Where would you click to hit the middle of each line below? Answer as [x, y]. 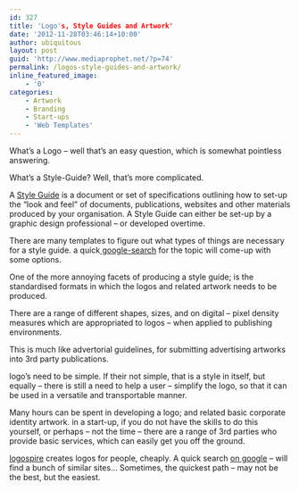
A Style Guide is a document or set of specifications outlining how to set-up [149, 195]
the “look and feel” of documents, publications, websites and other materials [150, 204]
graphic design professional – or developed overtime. [107, 223]
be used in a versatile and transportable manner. [98, 395]
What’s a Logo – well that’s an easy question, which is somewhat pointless [145, 151]
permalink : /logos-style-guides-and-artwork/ [95, 68]
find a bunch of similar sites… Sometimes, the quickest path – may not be [144, 468]
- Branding [46, 109]
